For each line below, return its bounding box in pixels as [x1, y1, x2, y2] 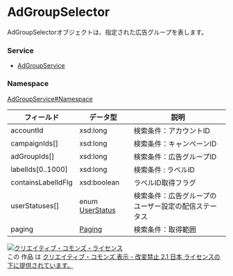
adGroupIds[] [10, 151, 55, 161]
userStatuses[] [10, 200, 60, 210]
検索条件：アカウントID [133, 126, 210, 135]
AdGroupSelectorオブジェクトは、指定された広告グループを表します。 [7, 28, 208, 36]
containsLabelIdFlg [10, 178, 73, 187]
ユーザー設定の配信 [133, 201, 196, 211]
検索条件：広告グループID [133, 152, 217, 162]
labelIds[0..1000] [10, 164, 68, 174]
